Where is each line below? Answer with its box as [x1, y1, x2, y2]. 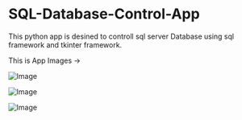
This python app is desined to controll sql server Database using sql [8, 31, 235, 41]
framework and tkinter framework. [8, 39, 123, 49]
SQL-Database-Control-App [8, 5, 200, 23]
